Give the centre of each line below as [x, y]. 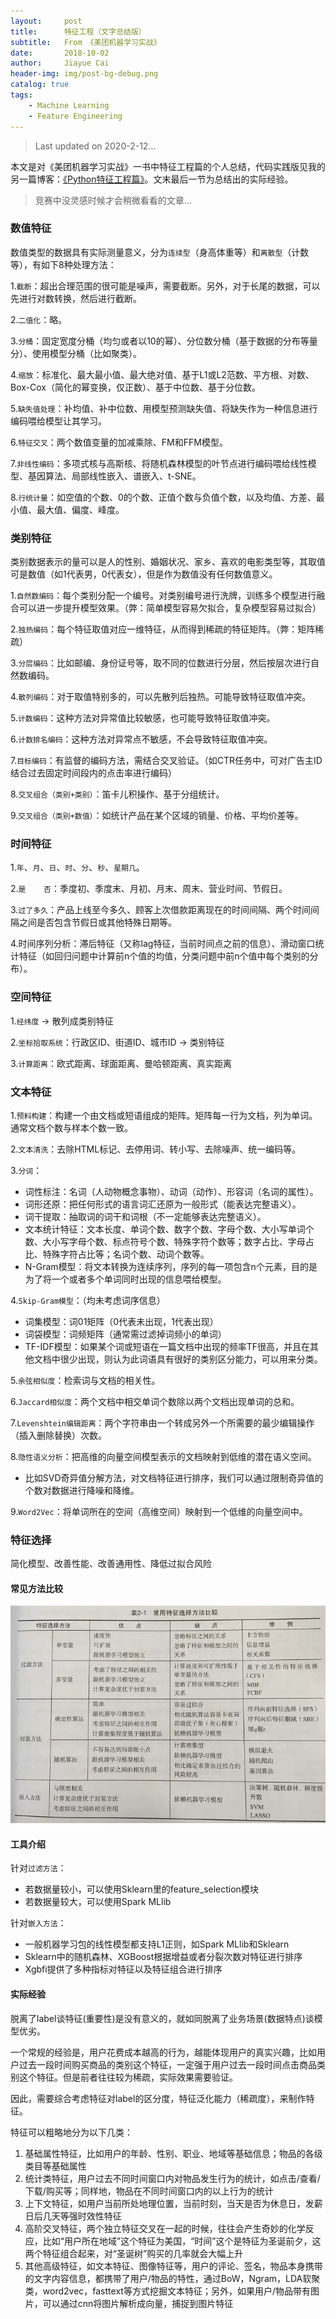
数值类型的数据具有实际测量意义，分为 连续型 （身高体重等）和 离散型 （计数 [160, 252]
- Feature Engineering [75, 116]
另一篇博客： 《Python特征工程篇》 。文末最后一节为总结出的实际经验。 [152, 179]
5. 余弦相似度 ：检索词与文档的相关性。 [85, 1380]
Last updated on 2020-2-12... [95, 146]
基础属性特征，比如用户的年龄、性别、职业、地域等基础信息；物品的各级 [173, 2153]
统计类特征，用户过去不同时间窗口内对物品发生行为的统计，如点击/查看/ [172, 2178]
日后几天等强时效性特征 [73, 2216]
